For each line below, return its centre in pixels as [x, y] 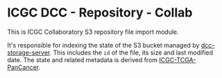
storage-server [28, 52]
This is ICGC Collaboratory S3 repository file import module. [93, 32]
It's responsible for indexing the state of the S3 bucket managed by [103, 45]
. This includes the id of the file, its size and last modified [131, 52]
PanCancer [23, 67]
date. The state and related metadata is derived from [83, 59]
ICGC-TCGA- [178, 59]
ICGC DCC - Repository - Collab [100, 13]
